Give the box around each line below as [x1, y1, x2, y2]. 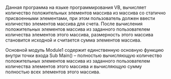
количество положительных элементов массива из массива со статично [5, 10, 166, 16]
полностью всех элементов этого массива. [5, 69, 101, 75]
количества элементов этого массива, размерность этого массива [5, 32, 154, 37]
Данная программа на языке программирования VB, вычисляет [5, 5, 146, 10]
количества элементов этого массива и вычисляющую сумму [5, 64, 142, 69]
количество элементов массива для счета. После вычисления [5, 21, 143, 27]
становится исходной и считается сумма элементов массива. [5, 37, 142, 43]
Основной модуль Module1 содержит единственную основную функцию [5, 47, 164, 53]
